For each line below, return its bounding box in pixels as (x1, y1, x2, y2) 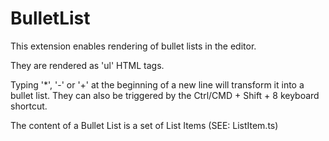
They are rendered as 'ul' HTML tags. (10, 59, 165, 71)
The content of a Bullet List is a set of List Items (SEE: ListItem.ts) (10, 119, 279, 131)
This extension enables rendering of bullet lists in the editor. (10, 40, 257, 52)
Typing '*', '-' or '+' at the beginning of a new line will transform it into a (10, 78, 305, 91)
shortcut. (10, 100, 48, 112)
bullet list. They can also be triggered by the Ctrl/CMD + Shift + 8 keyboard (10, 89, 320, 101)
